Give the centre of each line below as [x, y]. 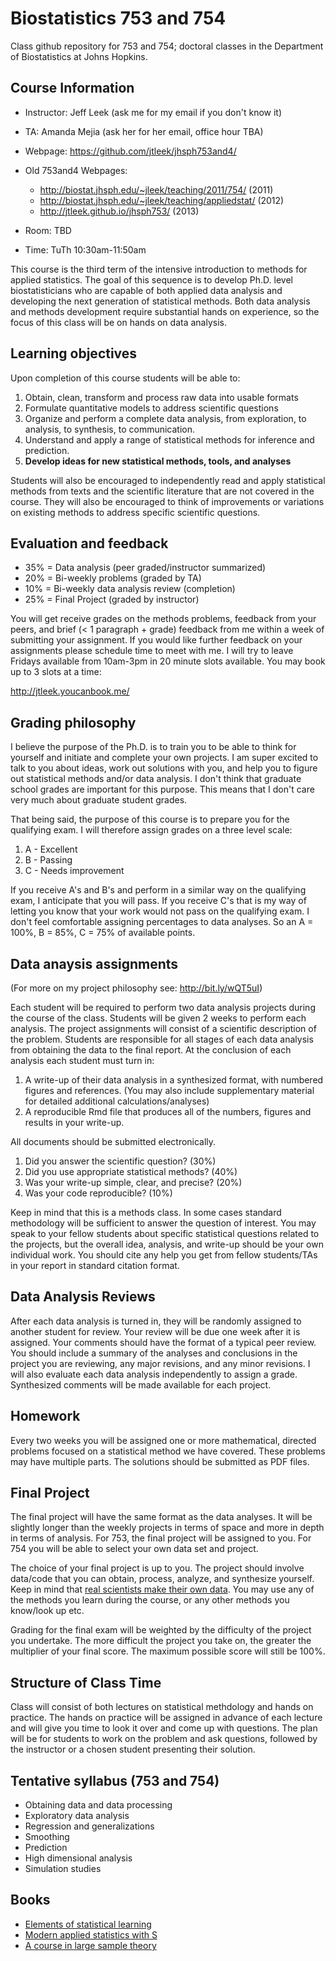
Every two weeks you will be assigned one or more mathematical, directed [163, 1440]
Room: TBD [48, 230]
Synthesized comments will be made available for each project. [141, 1384]
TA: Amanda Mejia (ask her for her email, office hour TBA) [144, 131]
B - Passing [48, 860]
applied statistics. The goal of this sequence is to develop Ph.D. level [151, 279]
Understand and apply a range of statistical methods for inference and [169, 439]
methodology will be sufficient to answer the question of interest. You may [163, 1223]
